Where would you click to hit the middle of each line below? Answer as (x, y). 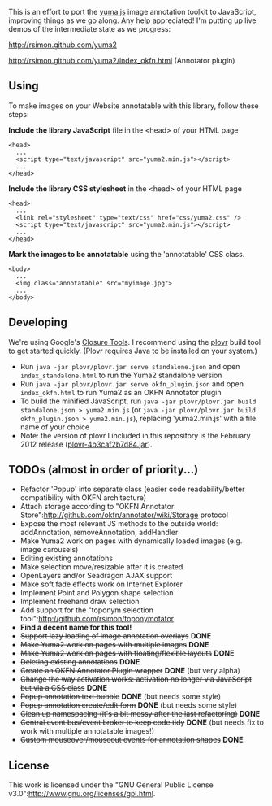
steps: (19, 114)
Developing (38, 322)
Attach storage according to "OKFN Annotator (97, 507)
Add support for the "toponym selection (87, 610)
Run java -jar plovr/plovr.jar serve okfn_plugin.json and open (132, 383)
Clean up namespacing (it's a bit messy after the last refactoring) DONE (140, 714)
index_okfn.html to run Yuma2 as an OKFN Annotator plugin (121, 392)
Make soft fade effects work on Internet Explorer (101, 584)
